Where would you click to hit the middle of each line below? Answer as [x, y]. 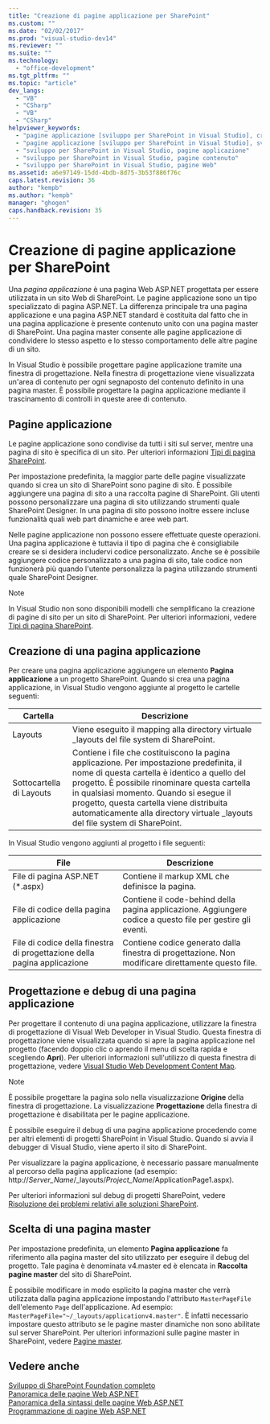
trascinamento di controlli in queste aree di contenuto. [98, 399]
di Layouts [32, 792]
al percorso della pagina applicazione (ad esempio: [93, 1171]
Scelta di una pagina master [80, 1229]
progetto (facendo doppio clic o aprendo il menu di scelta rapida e [118, 1049]
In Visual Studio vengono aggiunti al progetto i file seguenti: [107, 842]
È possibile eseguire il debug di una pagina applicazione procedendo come [133, 1130]
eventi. [135, 929]
